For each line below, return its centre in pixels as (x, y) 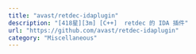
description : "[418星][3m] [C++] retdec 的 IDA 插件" (98, 23)
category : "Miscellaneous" (53, 38)
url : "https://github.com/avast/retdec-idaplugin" (94, 30)
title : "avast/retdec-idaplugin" (63, 15)
